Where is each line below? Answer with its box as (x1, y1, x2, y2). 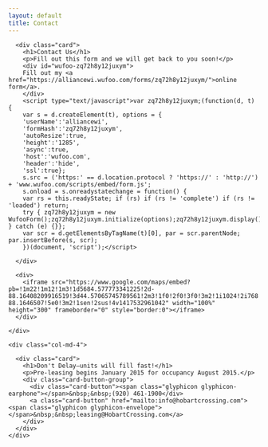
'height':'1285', (22, 139, 81, 147)
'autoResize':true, (22, 131, 88, 139)
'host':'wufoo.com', (22, 152, 91, 160)
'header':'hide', (22, 159, 81, 167)
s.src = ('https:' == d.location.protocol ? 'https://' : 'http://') (22, 173, 259, 182)
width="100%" (172, 299, 216, 307)
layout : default (8, 11, 62, 20)
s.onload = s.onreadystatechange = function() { (22, 187, 187, 195)
